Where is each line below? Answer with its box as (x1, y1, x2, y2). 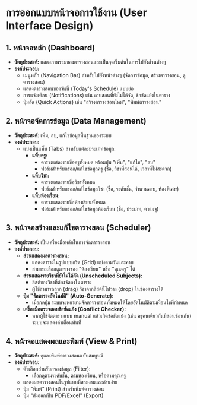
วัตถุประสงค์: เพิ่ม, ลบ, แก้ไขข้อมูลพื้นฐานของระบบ (14, 131, 112, 139)
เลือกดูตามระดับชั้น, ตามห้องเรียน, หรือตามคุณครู (31, 372, 126, 379)
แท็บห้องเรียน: (31, 192, 60, 199)
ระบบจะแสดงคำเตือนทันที (31, 318, 81, 326)
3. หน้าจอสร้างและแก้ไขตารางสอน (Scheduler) (5, 223, 151, 233)
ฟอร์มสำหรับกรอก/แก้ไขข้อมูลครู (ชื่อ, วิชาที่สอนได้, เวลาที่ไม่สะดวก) (40, 165, 172, 172)
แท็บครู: (31, 151, 48, 159)
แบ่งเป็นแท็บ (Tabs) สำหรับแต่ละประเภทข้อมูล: (23, 145, 116, 152)
